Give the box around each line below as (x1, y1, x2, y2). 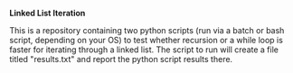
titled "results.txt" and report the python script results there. (9, 54, 233, 64)
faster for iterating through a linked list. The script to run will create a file (9, 44, 279, 55)
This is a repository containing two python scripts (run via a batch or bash (9, 25, 285, 35)
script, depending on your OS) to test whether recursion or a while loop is (9, 35, 283, 45)
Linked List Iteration (9, 8, 86, 18)
